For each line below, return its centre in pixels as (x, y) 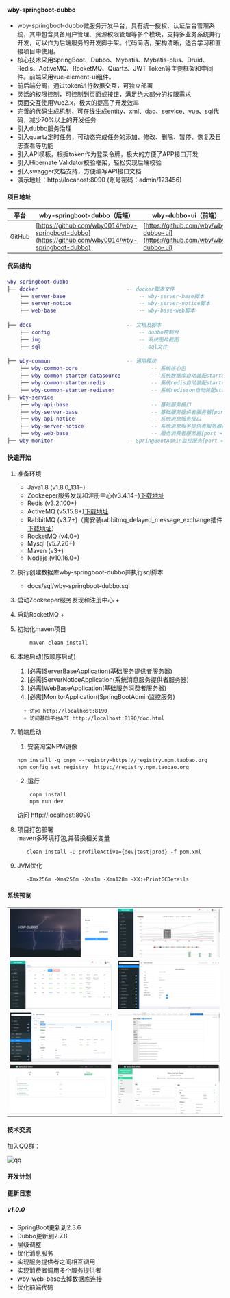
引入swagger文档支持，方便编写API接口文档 (79, 171)
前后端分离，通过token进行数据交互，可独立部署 (85, 86)
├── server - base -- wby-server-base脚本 (112, 296)
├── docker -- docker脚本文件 (91, 289)
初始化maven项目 (41, 629)
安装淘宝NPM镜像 (52, 746)
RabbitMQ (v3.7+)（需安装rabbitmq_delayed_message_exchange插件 (125, 520)
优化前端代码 (35, 1288)
